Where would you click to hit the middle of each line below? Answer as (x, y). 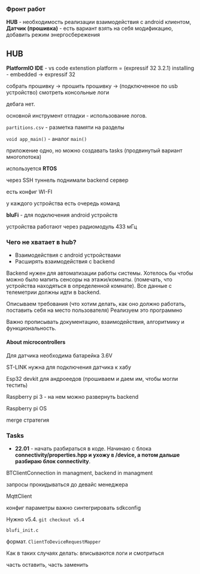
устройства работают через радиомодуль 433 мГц (72, 227)
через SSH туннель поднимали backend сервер (67, 180)
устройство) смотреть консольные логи (58, 92)
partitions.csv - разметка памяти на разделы (65, 127)
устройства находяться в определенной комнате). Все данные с (89, 286)
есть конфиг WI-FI (29, 192)
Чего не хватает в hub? (41, 242)
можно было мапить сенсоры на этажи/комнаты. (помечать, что (89, 280)
